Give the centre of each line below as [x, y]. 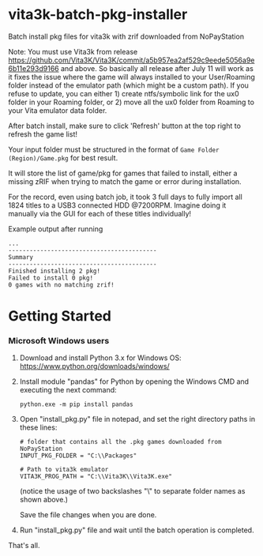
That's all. [24, 546]
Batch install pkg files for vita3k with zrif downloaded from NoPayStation [126, 36]
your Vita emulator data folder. [58, 110]
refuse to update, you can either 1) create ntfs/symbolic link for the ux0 [124, 93]
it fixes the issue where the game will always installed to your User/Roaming [131, 77]
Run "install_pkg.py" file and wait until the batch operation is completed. [137, 530]
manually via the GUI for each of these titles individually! [100, 213]
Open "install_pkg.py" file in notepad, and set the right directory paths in [137, 419]
